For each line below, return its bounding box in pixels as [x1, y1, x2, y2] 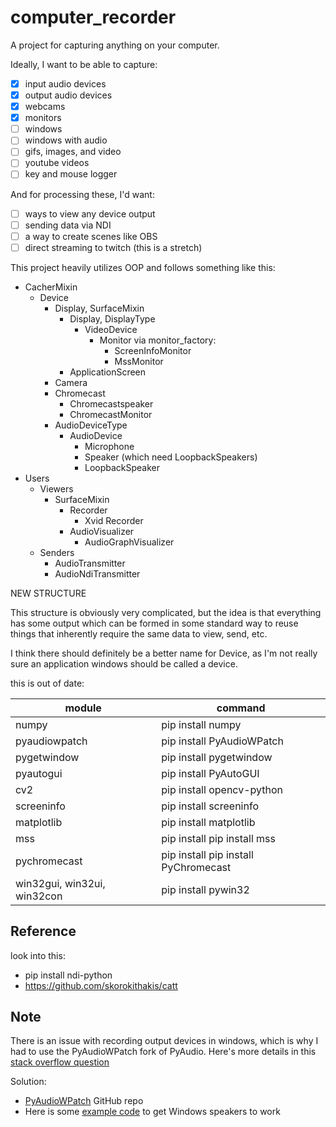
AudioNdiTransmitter [54, 567, 141, 580]
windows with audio [24, 134, 108, 146]
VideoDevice [84, 323, 138, 335]
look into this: [10, 949, 66, 961]
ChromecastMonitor [69, 408, 153, 420]
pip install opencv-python [161, 782, 283, 796]
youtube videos [24, 157, 90, 169]
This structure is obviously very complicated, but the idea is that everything [10, 606, 322, 618]
